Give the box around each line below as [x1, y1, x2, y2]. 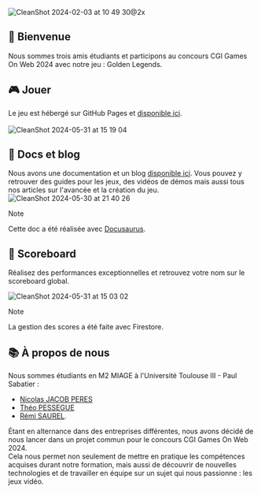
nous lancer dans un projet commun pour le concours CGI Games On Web [8, 435, 249, 444]
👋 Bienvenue [8, 30, 71, 43]
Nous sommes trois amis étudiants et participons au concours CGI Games [8, 51, 248, 61]
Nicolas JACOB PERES [19, 395, 93, 404]
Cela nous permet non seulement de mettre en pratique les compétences [8, 451, 245, 461]
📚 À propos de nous [8, 346, 110, 359]
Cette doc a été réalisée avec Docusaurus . [8, 225, 146, 234]
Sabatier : [8, 379, 39, 389]
